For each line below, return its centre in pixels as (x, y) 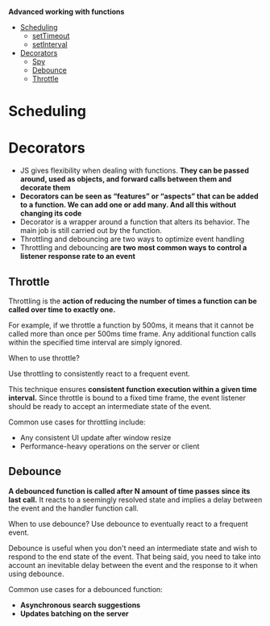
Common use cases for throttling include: (77, 422)
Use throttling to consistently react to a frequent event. (100, 374)
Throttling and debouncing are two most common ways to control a (133, 248)
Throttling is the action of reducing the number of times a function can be (133, 301)
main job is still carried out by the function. (91, 231)
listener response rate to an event (77, 257)
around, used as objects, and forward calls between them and (126, 179)
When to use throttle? (44, 357)
